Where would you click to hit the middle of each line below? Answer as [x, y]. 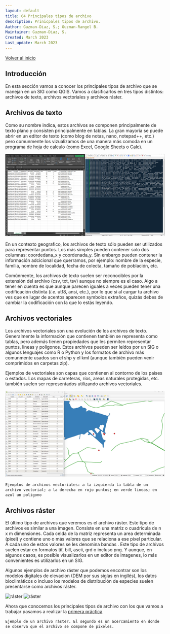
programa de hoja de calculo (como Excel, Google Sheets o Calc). [74, 147]
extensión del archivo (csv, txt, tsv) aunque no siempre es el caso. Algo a [81, 281]
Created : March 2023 [27, 38]
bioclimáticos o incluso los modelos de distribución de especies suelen [79, 581]
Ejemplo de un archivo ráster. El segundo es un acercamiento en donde [82, 622]
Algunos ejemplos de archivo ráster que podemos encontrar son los [76, 571]
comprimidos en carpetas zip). [37, 363]
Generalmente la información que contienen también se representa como [81, 336]
